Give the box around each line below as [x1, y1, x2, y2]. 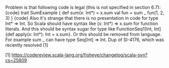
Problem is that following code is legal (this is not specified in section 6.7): [5, 5, 161, 10]
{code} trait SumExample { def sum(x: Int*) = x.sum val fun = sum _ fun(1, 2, [5, 10, 164, 16]
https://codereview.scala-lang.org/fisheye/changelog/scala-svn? [11, 52, 148, 58]
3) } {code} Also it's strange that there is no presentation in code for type [5, 15, 159, 21]
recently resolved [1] [5, 42, 48, 48]
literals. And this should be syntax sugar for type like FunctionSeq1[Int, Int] [5, 26, 161, 32]
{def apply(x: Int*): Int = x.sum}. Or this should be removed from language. [5, 31, 162, 37]
